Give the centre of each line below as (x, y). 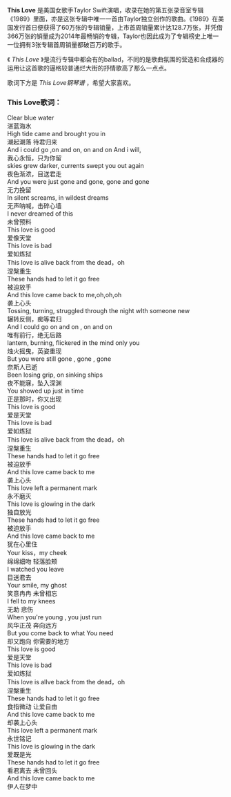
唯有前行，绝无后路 (34, 335)
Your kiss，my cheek (37, 553)
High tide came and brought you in (56, 134)
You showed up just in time (46, 391)
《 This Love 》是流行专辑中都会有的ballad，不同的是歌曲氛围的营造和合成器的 (115, 59)
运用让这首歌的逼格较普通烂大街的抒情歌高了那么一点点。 (89, 68)
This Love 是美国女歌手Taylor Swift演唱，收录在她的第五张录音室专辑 (106, 10)
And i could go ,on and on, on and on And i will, (74, 150)
